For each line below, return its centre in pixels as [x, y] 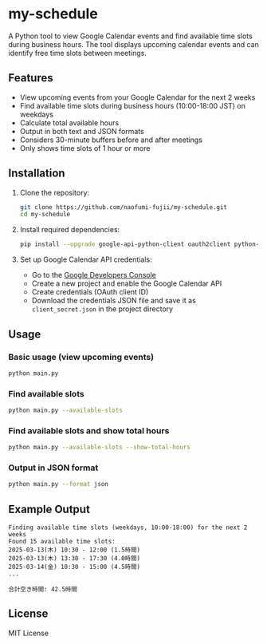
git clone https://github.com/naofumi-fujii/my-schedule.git [124, 207]
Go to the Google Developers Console [94, 275]
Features [31, 78]
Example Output [49, 509]
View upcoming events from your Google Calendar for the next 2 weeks [137, 97]
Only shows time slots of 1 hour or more [85, 148]
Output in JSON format [53, 468]
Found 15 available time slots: [62, 542]
